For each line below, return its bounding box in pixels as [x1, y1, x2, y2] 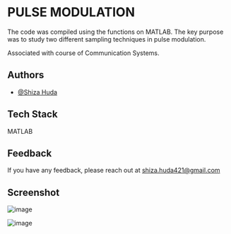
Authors [7, 69, 45, 81]
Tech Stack [7, 109, 58, 121]
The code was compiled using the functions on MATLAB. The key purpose [7, 27, 224, 36]
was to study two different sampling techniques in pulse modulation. [7, 35, 206, 43]
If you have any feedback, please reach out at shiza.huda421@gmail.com [7, 166, 220, 175]
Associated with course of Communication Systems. [7, 49, 160, 57]
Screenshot [7, 186, 60, 198]
